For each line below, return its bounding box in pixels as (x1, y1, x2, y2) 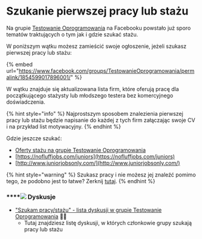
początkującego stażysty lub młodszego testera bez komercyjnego (6, 92, 174, 99)
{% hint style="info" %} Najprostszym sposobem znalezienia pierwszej (6, 110, 183, 117)
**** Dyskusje (6, 192, 56, 201)
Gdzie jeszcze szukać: (6, 135, 62, 142)
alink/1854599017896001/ (6, 73, 71, 81)
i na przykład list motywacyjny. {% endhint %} (6, 123, 121, 130)
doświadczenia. (6, 98, 45, 106)
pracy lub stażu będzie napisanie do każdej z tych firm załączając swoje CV (6, 116, 195, 124)
